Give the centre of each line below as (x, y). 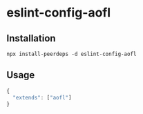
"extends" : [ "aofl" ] (42, 97)
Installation (31, 38)
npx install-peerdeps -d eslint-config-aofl (71, 54)
